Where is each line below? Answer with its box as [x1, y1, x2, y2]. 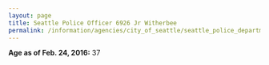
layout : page [8, 11, 52, 20]
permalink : [8, 26, 45, 34]
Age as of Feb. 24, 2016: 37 [8, 48, 101, 58]
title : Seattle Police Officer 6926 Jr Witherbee [8, 19, 178, 27]
